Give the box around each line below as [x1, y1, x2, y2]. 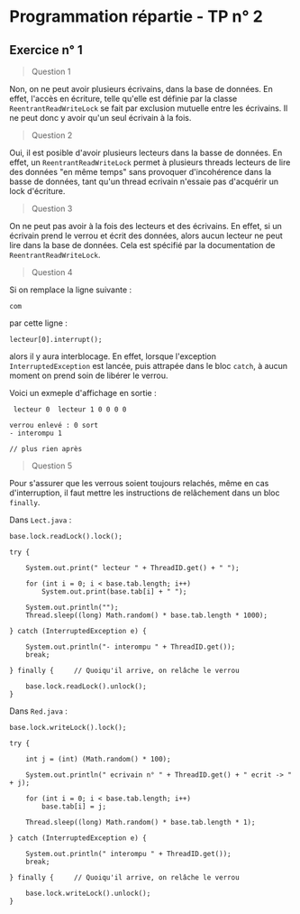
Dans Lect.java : [9, 514, 72, 525]
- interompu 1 [9, 429, 63, 438]
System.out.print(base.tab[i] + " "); [41, 587, 187, 596]
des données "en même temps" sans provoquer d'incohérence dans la [9, 167, 272, 177]
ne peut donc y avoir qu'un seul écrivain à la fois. [9, 113, 192, 123]
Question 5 [31, 460, 73, 471]
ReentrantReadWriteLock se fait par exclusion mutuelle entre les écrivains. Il [9, 103, 288, 114]
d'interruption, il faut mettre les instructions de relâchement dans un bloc [9, 487, 280, 498]
